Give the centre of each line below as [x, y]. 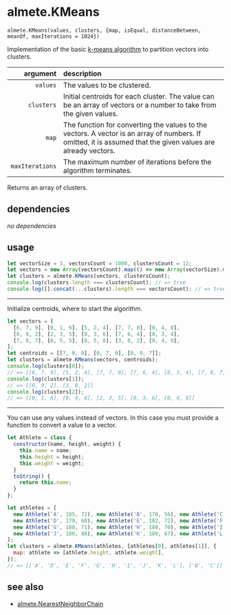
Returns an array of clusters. [47, 188]
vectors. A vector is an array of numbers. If [132, 133]
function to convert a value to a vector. [62, 425]
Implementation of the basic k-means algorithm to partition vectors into [108, 49]
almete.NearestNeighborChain [60, 603]
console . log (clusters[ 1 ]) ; [46, 379]
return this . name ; [46, 483]
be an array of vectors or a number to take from [140, 105]
